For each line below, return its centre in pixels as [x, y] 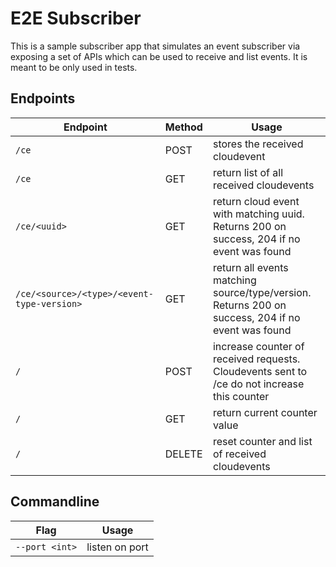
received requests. [256, 359]
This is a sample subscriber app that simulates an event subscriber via [155, 46]
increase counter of [258, 346]
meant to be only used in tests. [74, 67]
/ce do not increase [258, 384]
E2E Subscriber [76, 18]
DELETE [183, 454]
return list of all [248, 172]
